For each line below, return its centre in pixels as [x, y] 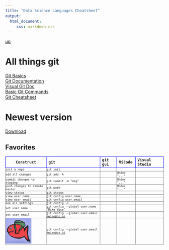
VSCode [126, 162]
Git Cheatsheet [21, 97]
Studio [144, 164]
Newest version [39, 117]
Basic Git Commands [27, 92]
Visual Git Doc [20, 87]
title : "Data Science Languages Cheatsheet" [53, 11]
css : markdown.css [36, 27]
